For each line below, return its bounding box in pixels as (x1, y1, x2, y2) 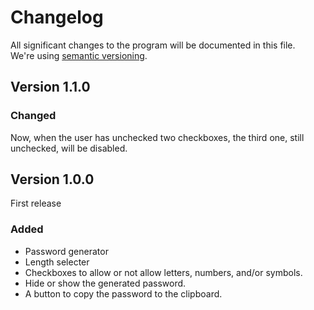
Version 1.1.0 (10, 79, 91, 96)
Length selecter (24, 256, 90, 268)
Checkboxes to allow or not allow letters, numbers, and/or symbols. (24, 266, 303, 278)
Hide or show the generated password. (24, 277, 187, 289)
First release (10, 197, 62, 210)
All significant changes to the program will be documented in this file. (10, 39, 296, 51)
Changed (10, 109, 57, 123)
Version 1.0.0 (10, 171, 95, 188)
